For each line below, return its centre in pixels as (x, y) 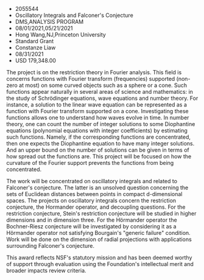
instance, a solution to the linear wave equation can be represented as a (97, 105)
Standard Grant (34, 41)
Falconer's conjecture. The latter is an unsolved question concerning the (97, 187)
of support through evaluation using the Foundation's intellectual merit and (100, 264)
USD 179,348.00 (36, 61)
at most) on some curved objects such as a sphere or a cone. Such (103, 85)
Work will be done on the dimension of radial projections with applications (99, 239)
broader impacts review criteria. (46, 271)
